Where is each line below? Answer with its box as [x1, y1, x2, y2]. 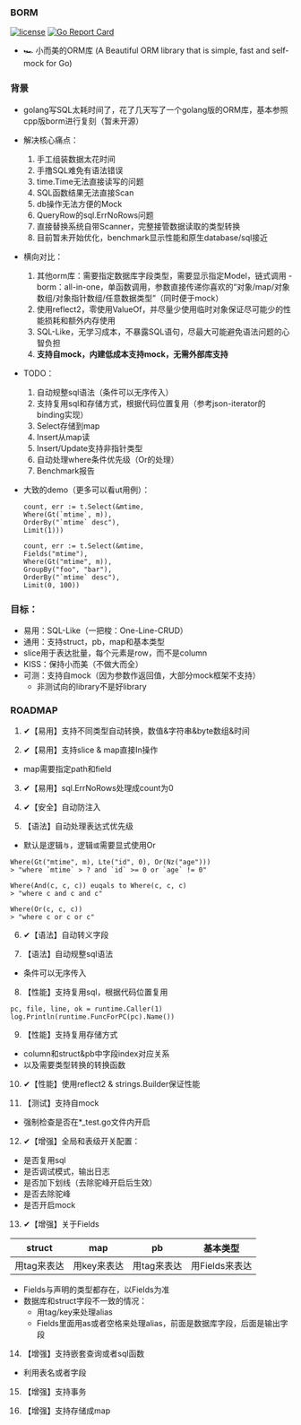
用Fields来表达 [190, 1260, 253, 1273]
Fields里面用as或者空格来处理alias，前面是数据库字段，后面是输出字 [36, 1318, 288, 1329]
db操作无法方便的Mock [36, 198, 123, 209]
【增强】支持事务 [22, 1386, 87, 1397]
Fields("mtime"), [22, 549, 89, 558]
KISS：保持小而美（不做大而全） [22, 658, 143, 669]
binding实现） [36, 409, 89, 420]
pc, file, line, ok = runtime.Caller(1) [10, 1004, 164, 1014]
